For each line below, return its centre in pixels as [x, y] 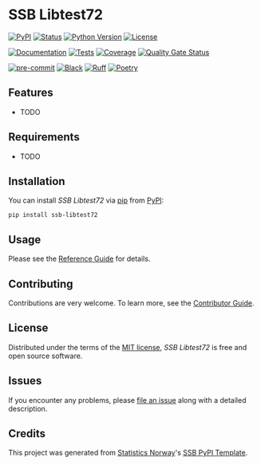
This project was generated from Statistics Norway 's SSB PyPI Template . [128, 453]
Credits [27, 433]
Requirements [44, 137]
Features [31, 93]
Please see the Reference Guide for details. [79, 259]
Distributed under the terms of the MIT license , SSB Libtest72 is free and [128, 347]
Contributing [41, 284]
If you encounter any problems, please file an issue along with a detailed [127, 400]
